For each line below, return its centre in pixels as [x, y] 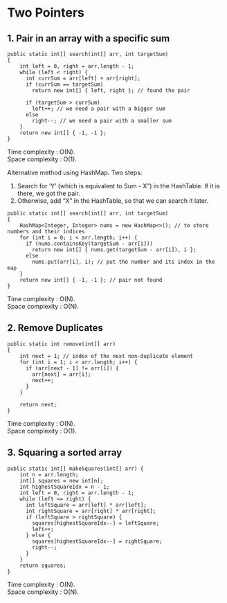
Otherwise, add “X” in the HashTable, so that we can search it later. [113, 201]
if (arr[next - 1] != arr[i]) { [72, 368]
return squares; [43, 566]
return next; [38, 404]
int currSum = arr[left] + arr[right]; [83, 78]
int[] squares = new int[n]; [62, 480]
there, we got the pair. [49, 193]
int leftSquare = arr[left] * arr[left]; [86, 505]
